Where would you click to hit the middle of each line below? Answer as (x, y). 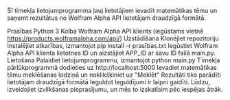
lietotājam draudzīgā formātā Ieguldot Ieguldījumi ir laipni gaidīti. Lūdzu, (109, 82)
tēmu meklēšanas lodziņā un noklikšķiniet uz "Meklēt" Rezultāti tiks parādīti (114, 75)
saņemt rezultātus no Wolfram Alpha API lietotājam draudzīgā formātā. (106, 18)
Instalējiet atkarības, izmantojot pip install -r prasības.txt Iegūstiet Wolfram (113, 46)
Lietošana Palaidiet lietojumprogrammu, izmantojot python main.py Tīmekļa (114, 60)
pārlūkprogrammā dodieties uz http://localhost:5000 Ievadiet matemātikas (112, 67)
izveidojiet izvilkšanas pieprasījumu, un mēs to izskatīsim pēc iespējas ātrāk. (115, 89)
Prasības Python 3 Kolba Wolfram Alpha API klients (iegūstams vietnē (105, 31)
